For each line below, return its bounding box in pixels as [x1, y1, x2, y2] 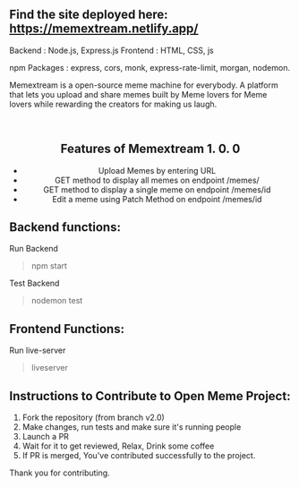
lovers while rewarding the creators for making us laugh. [9, 98, 218, 109]
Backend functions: [9, 219, 121, 235]
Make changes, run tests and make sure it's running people [21, 422, 242, 432]
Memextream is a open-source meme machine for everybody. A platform [9, 80, 279, 90]
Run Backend [9, 243, 58, 254]
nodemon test [30, 295, 83, 306]
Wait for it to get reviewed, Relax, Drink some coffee [21, 440, 215, 451]
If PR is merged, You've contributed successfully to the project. [21, 450, 256, 461]
